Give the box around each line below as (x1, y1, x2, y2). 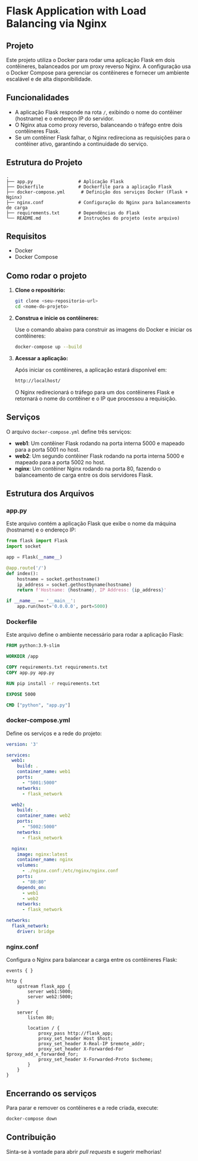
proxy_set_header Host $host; (38, 1036, 113, 1042)
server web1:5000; (27, 989, 73, 995)
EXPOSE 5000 (6, 691, 36, 697)
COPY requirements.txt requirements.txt (6, 664, 109, 671)
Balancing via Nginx (6, 17, 107, 30)
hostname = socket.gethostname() (17, 576, 100, 582)
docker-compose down (6, 1116, 58, 1122)
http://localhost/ (14, 378, 61, 384)
